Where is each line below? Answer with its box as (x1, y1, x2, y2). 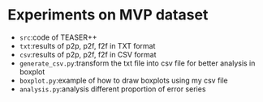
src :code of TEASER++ (19, 32, 97, 42)
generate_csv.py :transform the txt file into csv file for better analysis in (19, 58, 256, 68)
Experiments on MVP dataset (7, 6, 209, 24)
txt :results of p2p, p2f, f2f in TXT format (19, 40, 156, 50)
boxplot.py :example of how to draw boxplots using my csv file (19, 75, 228, 85)
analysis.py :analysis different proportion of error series (19, 83, 206, 94)
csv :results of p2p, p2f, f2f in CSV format (19, 49, 157, 59)
